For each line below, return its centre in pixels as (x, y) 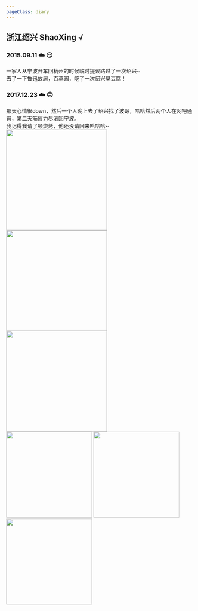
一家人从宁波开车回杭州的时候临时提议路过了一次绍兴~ (73, 71)
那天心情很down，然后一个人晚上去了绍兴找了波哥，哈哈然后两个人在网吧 (97, 110)
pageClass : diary (28, 12)
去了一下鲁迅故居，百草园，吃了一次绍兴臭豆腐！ (66, 79)
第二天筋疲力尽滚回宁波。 (48, 118)
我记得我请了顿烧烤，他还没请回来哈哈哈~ (58, 125)
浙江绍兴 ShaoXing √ (45, 37)
